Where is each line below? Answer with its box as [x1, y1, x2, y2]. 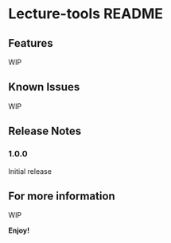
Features [8, 37, 53, 50]
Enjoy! [8, 226, 30, 235]
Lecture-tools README [8, 5, 164, 23]
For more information [8, 189, 115, 202]
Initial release [8, 166, 52, 175]
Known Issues [8, 80, 80, 94]
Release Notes [8, 125, 82, 138]
